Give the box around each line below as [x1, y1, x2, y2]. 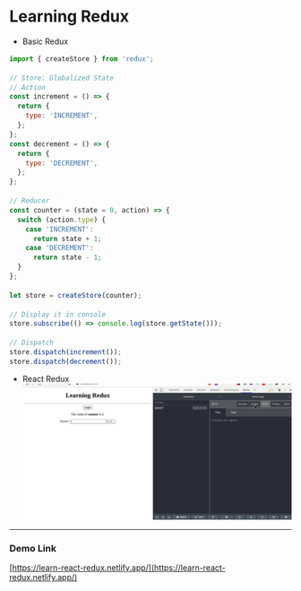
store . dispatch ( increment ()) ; [9, 348, 123, 357]
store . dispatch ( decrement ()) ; [9, 357, 123, 366]
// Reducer [9, 196, 50, 205]
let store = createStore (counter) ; [9, 291, 142, 300]
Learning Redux [9, 6, 130, 27]
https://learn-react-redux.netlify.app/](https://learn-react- [12, 562, 226, 573]
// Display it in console [9, 309, 106, 319]
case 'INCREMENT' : [25, 224, 94, 234]
